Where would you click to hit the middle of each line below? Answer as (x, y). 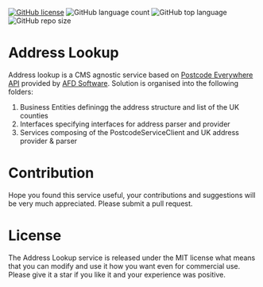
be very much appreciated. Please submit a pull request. (101, 204)
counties (34, 115)
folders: (21, 91)
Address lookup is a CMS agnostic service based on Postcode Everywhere (131, 75)
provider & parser (48, 141)
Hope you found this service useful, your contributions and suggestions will (132, 195)
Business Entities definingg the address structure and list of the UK (130, 107)
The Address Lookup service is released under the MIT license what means (132, 258)
